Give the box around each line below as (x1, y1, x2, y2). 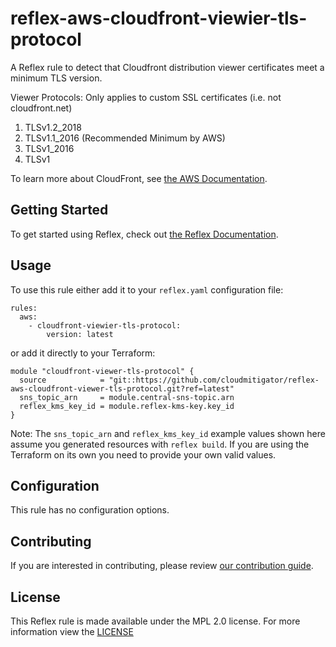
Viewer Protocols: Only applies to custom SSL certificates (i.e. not (10, 91, 282, 103)
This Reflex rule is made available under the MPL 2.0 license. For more (10, 615, 301, 627)
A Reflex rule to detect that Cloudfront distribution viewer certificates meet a (10, 61, 325, 73)
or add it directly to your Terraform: (10, 347, 156, 359)
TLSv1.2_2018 (24, 121, 82, 133)
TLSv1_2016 (24, 142, 75, 154)
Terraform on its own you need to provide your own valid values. (10, 448, 277, 461)
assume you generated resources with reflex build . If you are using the (10, 438, 310, 450)
